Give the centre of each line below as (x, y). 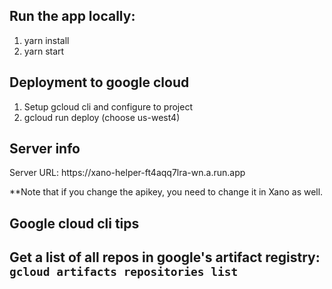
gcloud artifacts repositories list (124, 272)
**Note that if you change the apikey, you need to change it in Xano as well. (166, 192)
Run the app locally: (72, 16)
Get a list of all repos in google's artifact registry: (165, 257)
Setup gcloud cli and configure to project (108, 106)
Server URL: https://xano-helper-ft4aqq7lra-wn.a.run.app (127, 173)
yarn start (44, 51)
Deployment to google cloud (99, 82)
